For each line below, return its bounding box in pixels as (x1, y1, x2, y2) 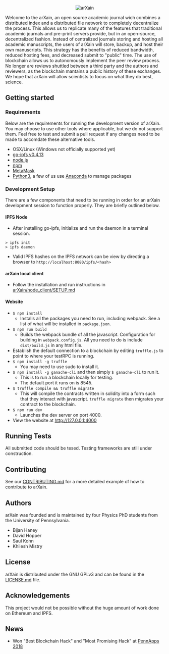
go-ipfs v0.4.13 (12, 152, 44, 158)
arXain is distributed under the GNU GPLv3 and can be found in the (5, 571, 145, 577)
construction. (5, 450, 33, 457)
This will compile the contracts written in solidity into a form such (20, 390, 155, 396)
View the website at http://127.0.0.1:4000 (12, 417, 97, 423)
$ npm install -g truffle (12, 359, 67, 364)
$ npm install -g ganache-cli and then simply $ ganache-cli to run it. (12, 369, 160, 375)
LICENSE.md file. (5, 576, 41, 583)
